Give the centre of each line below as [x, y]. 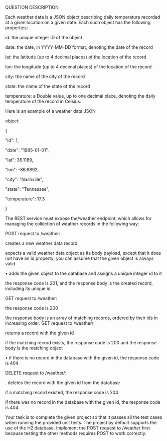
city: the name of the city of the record [45, 77]
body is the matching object [34, 348]
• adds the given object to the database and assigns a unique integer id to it [83, 273]
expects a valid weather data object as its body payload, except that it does [83, 253]
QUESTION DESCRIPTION [32, 7]
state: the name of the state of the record [48, 86]
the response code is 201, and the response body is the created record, [79, 283]
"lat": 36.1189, [19, 160]
